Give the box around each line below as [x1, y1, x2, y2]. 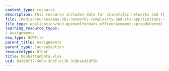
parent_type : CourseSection [5, 44, 64, 49]
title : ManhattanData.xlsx [5, 53, 62, 59]
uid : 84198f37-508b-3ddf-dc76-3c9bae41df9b [5, 58, 98, 63]
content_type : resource [5, 7, 55, 12]
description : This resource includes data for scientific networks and [5, 12, 158, 17]
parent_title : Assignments [5, 40, 62, 45]
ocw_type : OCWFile [5, 35, 44, 40]
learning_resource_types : [5, 26, 59, 31]
